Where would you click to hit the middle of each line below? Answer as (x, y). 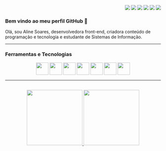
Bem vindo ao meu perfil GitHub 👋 (46, 21)
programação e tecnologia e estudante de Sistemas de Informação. (74, 37)
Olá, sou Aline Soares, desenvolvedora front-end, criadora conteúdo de (78, 32)
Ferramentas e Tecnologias (39, 55)
